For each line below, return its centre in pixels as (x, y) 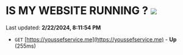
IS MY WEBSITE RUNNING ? (77, 11)
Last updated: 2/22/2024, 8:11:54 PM (53, 28)
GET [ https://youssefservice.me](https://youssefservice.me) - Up (95, 39)
